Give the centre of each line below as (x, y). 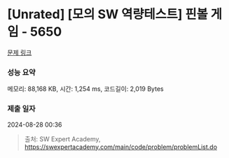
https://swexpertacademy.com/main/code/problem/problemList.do (121, 147)
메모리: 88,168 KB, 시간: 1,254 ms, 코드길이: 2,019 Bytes (85, 89)
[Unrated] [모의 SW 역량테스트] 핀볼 (107, 14)
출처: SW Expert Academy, (62, 139)
